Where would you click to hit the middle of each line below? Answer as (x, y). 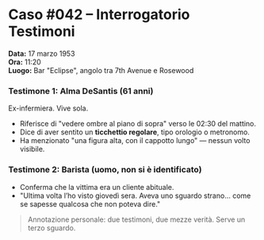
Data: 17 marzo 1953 (42, 53)
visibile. (32, 149)
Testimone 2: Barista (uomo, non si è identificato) (105, 170)
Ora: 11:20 (25, 62)
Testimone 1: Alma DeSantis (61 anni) (81, 91)
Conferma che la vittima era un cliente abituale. (97, 187)
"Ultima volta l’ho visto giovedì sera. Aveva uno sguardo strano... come (135, 195)
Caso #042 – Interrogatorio (99, 15)
